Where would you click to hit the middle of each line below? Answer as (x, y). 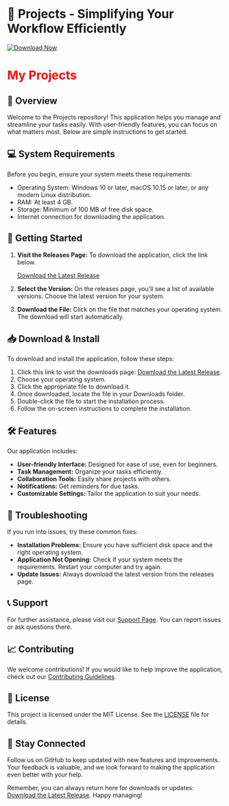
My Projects (42, 76)
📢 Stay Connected (46, 743)
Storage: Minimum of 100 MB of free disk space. (85, 209)
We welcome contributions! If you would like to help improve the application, (115, 669)
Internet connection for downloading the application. (91, 216)
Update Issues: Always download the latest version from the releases (116, 574)
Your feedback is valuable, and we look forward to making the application (111, 768)
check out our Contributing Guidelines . (62, 676)
